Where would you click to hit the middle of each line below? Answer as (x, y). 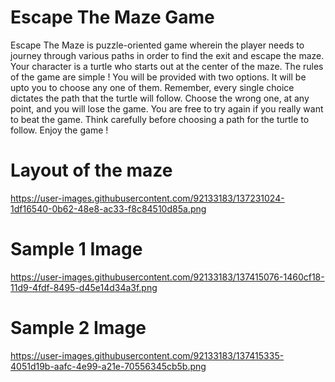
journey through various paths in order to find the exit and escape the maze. (167, 55)
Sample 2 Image (78, 328)
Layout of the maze (91, 170)
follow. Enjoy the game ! (59, 130)
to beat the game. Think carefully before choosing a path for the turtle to (160, 119)
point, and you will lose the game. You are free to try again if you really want (167, 108)
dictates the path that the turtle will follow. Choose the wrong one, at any (160, 98)
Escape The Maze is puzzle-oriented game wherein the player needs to (157, 45)
